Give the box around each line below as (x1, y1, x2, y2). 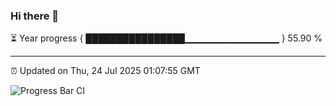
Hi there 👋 (10, 9, 60, 23)
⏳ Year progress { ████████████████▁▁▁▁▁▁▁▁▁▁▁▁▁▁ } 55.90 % (10, 32, 323, 44)
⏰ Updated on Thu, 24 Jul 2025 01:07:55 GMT (10, 65, 201, 77)
